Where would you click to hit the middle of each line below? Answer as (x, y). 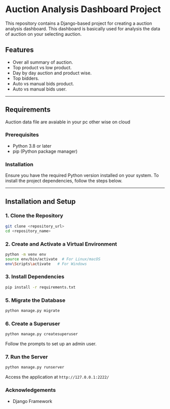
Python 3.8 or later (32, 146)
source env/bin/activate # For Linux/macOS (53, 259)
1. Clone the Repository (34, 216)
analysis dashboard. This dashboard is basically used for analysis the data (83, 28)
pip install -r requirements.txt (40, 287)
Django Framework (32, 401)
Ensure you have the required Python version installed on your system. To (82, 175)
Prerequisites (22, 135)
